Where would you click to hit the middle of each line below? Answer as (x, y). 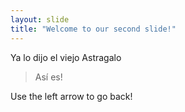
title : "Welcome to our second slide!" (93, 29)
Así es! (48, 77)
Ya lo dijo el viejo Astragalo (66, 57)
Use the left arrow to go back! (71, 96)
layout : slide (40, 19)
